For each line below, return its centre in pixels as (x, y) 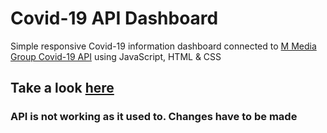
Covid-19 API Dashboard (114, 18)
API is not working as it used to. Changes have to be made (154, 117)
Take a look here (62, 88)
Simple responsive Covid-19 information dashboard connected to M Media (163, 46)
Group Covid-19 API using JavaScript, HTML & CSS (116, 56)
